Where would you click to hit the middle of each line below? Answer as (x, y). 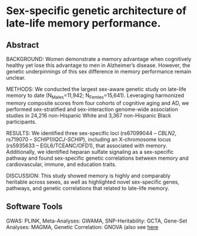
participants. (21, 122)
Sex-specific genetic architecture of (96, 11)
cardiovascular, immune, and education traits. (61, 164)
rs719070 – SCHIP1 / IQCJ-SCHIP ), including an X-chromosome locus (89, 139)
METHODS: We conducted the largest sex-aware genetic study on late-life (96, 89)
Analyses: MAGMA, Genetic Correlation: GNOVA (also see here (82, 227)
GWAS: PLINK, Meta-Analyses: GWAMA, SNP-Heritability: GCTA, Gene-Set (97, 221)
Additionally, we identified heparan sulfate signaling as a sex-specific (90, 151)
